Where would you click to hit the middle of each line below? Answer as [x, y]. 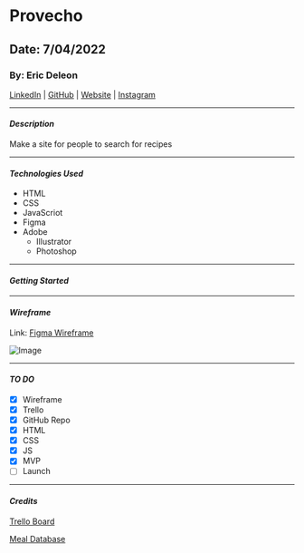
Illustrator [54, 242]
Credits [24, 500]
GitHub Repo [46, 420]
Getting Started [39, 280]
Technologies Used [47, 173]
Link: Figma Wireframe [52, 333]
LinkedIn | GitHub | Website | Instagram [83, 94]
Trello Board [32, 521]
